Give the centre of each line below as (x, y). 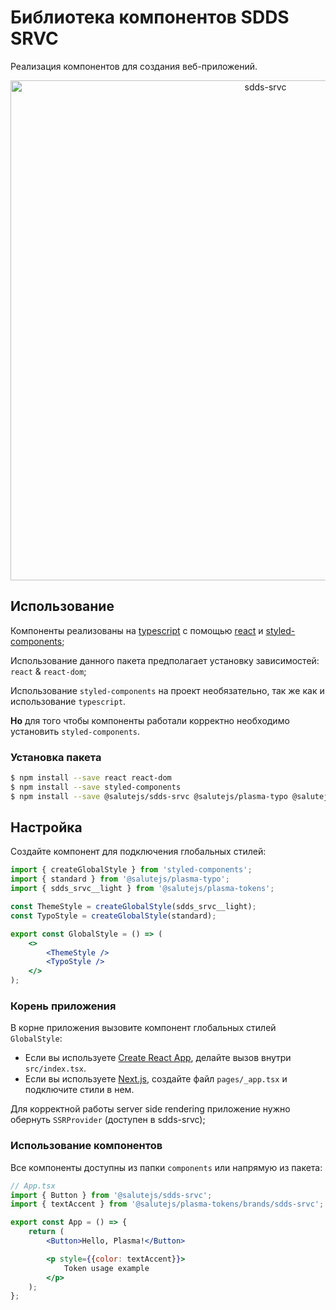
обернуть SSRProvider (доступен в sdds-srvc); (108, 1120)
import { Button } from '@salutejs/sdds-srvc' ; (111, 1195)
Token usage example (106, 1268)
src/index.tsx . (55, 1068)
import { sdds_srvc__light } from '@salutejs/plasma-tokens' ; (142, 889)
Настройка (46, 827)
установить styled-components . (75, 731)
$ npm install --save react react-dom (91, 778)
